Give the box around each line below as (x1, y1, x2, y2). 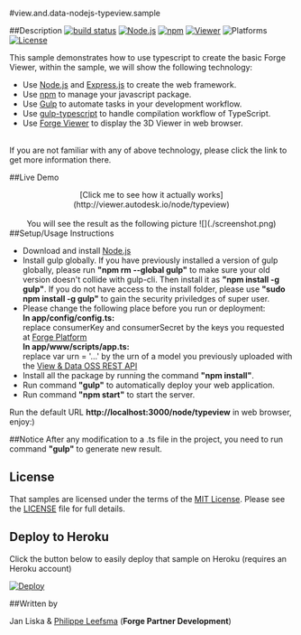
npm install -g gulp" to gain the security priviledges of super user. (22, 294, 270, 303)
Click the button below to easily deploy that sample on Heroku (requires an (9, 553, 287, 564)
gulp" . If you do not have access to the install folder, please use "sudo (22, 284, 286, 294)
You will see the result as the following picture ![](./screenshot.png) (26, 219, 277, 229)
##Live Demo (9, 172, 59, 182)
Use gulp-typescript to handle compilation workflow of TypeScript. (22, 108, 271, 118)
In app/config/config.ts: (22, 313, 115, 323)
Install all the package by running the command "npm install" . (22, 370, 255, 380)
